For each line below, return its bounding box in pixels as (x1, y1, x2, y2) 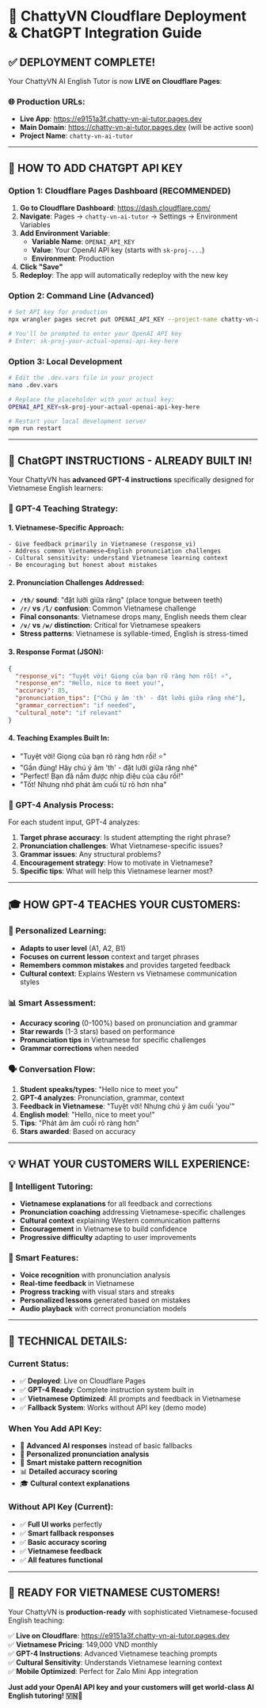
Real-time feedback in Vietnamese (19, 1279, 135, 1288)
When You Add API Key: (8, 1423, 102, 1434)
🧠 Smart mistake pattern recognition (19, 1458, 142, 1467)
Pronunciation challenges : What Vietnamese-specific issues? (19, 841, 223, 850)
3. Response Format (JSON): (8, 647, 104, 656)
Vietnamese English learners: (8, 483, 104, 493)
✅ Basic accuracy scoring (19, 1537, 107, 1546)
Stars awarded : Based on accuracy (19, 1127, 136, 1136)
